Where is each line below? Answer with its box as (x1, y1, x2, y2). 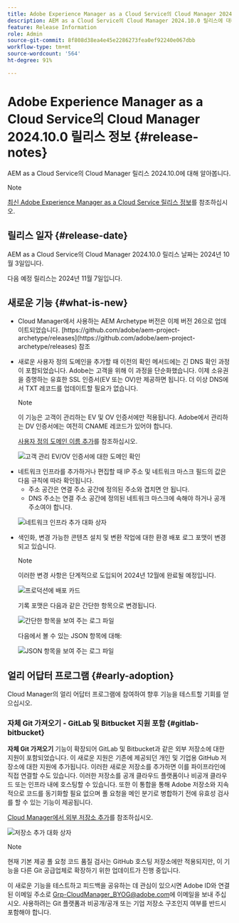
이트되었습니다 (17, 325, 58, 335)
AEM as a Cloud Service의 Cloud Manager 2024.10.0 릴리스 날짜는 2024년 (7, 250, 222, 259)
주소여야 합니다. (28, 503, 73, 511)
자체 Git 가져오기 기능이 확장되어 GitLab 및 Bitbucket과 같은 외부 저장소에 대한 (7, 745, 225, 753)
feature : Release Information (7, 24, 97, 31)
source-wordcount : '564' (7, 51, 81, 58)
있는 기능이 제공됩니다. (29, 798, 93, 807)
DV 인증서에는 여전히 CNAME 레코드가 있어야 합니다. (25, 422, 173, 431)
